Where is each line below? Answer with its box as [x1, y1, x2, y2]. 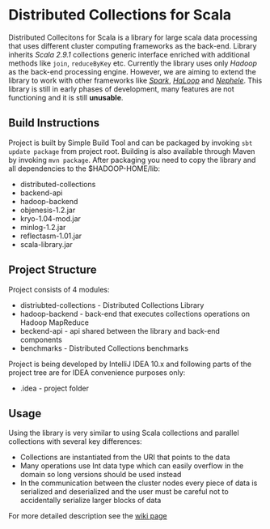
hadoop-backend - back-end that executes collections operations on [19, 309, 251, 318]
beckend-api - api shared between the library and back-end [19, 326, 221, 335]
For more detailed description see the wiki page [8, 511, 167, 521]
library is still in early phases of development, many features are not [8, 83, 234, 94]
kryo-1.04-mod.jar [19, 213, 81, 224]
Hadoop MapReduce [19, 318, 89, 327]
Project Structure [8, 263, 97, 277]
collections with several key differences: [8, 437, 143, 446]
